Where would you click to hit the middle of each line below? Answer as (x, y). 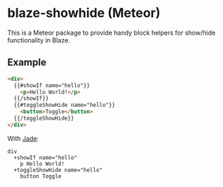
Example (27, 63)
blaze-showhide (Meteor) (84, 13)
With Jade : (23, 138)
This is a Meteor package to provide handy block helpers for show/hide (111, 33)
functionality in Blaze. (39, 40)
